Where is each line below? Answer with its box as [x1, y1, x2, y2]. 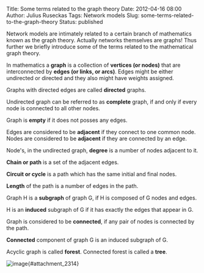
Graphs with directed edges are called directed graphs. [6, 86, 147, 94]
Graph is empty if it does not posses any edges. [6, 116, 128, 124]
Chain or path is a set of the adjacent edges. [6, 159, 119, 166]
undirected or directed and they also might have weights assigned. [6, 75, 174, 81]
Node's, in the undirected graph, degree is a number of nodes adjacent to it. [6, 147, 199, 154]
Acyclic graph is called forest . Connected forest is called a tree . [6, 248, 167, 255]
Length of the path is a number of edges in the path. [6, 182, 139, 189]
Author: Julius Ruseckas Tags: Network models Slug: [6, 12, 140, 19]
